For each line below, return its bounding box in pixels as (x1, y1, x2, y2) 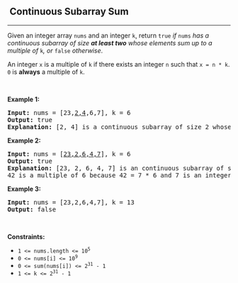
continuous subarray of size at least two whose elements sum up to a (7, 38, 212, 47)
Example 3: (7, 184, 41, 193)
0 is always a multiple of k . (7, 67, 85, 76)
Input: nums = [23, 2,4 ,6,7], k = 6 (7, 109, 131, 116)
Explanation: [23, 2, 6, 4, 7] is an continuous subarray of (7, 164, 225, 172)
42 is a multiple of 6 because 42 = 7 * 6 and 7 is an (7, 171, 202, 179)
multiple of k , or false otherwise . (7, 46, 103, 55)
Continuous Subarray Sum (9, 6, 129, 18)
